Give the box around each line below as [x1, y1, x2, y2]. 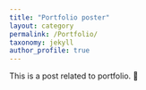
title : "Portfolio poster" [9, 12, 110, 22]
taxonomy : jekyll [9, 37, 74, 47]
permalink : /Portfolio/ [9, 29, 99, 38]
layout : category [9, 21, 74, 30]
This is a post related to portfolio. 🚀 [9, 70, 139, 81]
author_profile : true [9, 46, 90, 55]
